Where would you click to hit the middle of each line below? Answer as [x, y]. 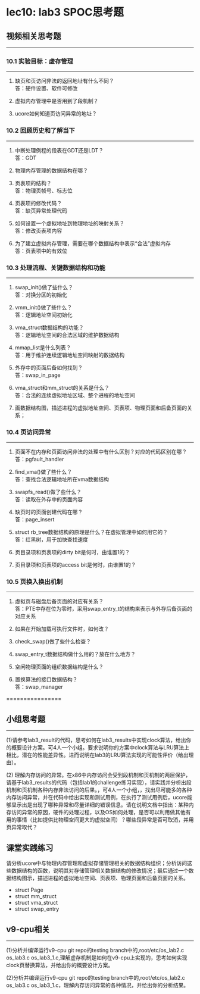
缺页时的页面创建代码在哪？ [49, 512]
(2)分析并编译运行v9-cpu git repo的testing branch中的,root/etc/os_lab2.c [96, 977]
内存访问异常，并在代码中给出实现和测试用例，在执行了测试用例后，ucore [97, 798]
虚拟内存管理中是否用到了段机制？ [57, 101]
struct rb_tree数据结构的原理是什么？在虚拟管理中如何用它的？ [91, 532]
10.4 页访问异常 [29, 432]
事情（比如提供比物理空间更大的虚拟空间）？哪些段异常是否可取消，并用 [105, 820]
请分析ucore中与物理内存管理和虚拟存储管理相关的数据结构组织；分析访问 [97, 863]
